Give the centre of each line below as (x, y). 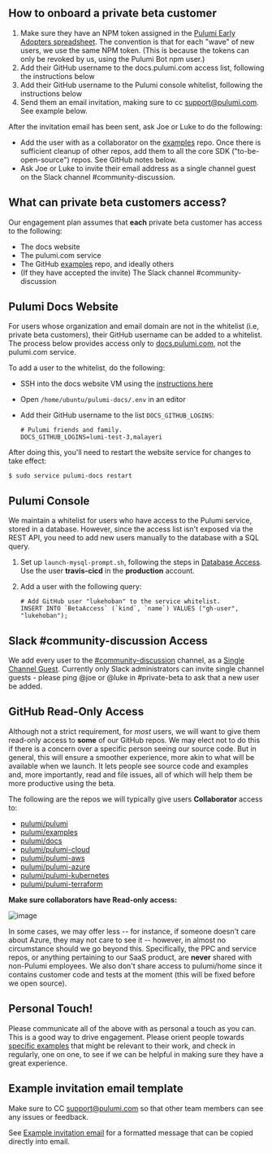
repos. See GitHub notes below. (124, 160)
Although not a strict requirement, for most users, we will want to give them (134, 731)
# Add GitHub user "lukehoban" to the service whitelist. (120, 601)
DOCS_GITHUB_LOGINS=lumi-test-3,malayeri (91, 437)
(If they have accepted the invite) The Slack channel (107, 273)
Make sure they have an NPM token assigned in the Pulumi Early (128, 33)
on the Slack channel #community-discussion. (98, 177)
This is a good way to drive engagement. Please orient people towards (127, 1037)
